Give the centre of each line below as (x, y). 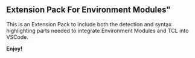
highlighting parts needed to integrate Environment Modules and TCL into (97, 30)
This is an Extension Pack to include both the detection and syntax (89, 24)
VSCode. (18, 37)
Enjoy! (14, 48)
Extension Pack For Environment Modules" (88, 10)
